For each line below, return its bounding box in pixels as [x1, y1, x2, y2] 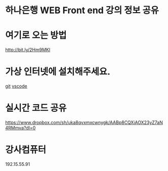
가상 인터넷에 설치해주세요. [5, 66, 110, 77]
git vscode [5, 83, 27, 89]
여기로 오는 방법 [5, 30, 67, 41]
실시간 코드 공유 [5, 102, 67, 114]
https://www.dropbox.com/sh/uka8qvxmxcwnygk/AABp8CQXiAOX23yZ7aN [5, 119, 163, 125]
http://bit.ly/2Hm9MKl [5, 47, 51, 53]
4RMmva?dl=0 [5, 125, 36, 131]
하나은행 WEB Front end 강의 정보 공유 [5, 5, 159, 16]
